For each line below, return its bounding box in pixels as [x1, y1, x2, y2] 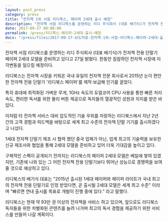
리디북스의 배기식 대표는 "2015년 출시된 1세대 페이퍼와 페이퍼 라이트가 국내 [5, 175, 151, 181]
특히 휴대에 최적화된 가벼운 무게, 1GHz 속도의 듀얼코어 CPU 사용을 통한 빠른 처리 [5, 89, 162, 95]
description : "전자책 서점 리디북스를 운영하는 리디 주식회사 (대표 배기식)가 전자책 [5, 21, 158, 26]
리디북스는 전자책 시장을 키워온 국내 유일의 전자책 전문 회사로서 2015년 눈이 [5, 72, 152, 78]
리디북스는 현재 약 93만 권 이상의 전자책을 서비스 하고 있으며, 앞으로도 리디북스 [5, 198, 158, 205]
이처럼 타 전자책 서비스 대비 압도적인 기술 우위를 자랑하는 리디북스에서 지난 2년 [5, 112, 158, 118]
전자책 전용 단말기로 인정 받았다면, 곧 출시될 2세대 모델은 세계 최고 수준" [10, 182, 151, 188]
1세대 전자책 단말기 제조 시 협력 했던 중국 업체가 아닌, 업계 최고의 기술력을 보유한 [5, 135, 161, 141]
